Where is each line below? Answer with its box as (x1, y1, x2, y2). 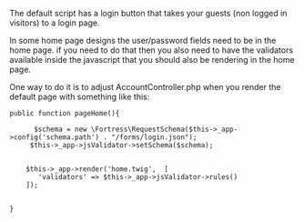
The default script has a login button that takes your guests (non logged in (9, 8, 288, 18)
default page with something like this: (9, 91, 150, 102)
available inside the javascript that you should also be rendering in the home (9, 55, 295, 65)
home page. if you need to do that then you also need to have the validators (9, 45, 294, 55)
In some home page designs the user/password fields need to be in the (9, 35, 277, 45)
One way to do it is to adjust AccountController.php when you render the (9, 82, 281, 92)
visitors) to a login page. (9, 17, 100, 28)
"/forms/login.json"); (110, 133, 198, 142)
